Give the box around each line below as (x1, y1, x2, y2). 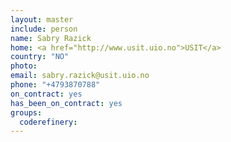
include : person (10, 24, 78, 34)
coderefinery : (19, 117, 78, 127)
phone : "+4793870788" (10, 80, 101, 90)
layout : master (10, 14, 74, 25)
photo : (10, 61, 38, 71)
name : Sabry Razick (10, 33, 92, 43)
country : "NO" (10, 52, 70, 62)
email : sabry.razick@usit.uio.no (10, 71, 150, 81)
